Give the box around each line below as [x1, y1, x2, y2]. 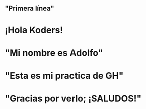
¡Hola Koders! [5, 24, 63, 36]
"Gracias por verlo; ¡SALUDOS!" [5, 93, 142, 104]
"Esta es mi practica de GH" [5, 70, 124, 81]
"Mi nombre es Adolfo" [5, 47, 103, 58]
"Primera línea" [5, 4, 55, 13]
